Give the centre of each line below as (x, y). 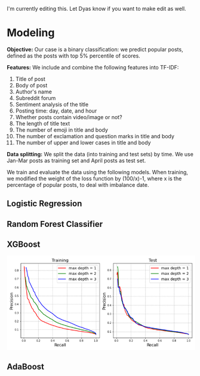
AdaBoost (25, 367)
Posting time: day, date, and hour (56, 111)
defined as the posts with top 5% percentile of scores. (74, 56)
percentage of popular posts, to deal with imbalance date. (78, 184)
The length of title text (43, 123)
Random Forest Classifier (55, 224)
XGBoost (24, 245)
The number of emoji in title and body (61, 130)
